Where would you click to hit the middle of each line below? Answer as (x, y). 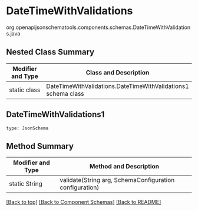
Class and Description (118, 72)
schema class (65, 93)
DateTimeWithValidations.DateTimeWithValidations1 (118, 86)
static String (26, 184)
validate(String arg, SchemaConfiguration (117, 180)
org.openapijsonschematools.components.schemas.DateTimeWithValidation (98, 27)
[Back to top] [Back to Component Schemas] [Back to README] (84, 202)
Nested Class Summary (50, 52)
